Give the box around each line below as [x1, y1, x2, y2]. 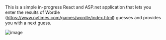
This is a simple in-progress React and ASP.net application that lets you [5, 4, 152, 10]
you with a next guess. [5, 20, 52, 26]
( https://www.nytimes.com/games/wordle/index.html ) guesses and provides [5, 15, 162, 20]
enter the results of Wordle [5, 9, 60, 15]
